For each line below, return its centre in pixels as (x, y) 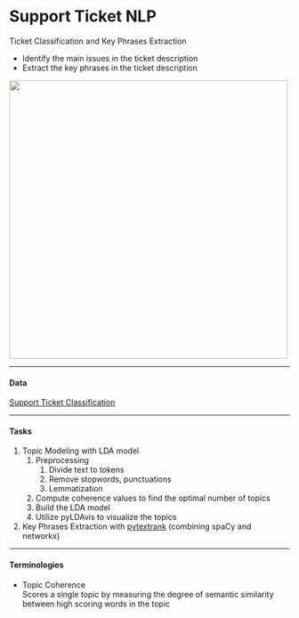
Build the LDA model (73, 508)
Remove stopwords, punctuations (110, 479)
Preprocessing (62, 460)
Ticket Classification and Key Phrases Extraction (98, 41)
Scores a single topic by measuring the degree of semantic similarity (148, 594)
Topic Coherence (54, 584)
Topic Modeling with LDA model (81, 451)
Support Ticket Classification (62, 403)
